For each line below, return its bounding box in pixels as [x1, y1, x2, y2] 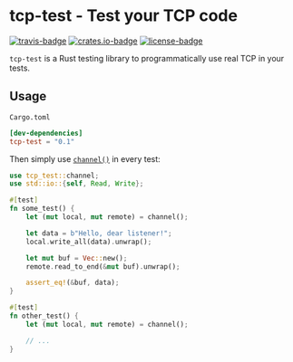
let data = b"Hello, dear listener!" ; [25, 228, 172, 238]
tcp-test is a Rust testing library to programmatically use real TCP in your [9, 52, 285, 63]
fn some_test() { [9, 205, 75, 214]
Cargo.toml [9, 112, 51, 122]
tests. [9, 62, 30, 73]
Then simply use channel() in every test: [9, 153, 161, 164]
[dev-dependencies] [9, 129, 83, 138]
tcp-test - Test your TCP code [9, 5, 239, 26]
